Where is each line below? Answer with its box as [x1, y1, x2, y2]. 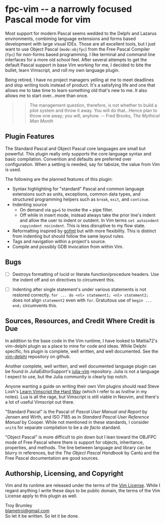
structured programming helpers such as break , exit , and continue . [12, 196, 150, 202]
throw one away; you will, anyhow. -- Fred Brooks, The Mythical [29, 112, 160, 118]
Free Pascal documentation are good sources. [5, 455, 99, 461]
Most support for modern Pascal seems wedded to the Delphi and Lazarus [5, 30, 157, 36]
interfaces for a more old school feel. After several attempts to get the [5, 56, 147, 62]
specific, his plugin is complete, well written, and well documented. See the [5, 348, 159, 354]
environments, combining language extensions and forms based [5, 36, 136, 42]
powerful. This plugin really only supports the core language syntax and [5, 151, 152, 157]
